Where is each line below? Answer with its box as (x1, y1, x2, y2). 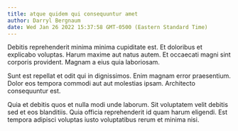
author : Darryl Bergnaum (7, 17, 81, 24)
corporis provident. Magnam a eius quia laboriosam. (7, 58, 160, 67)
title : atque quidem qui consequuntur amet (7, 10, 139, 18)
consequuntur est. (7, 86, 61, 96)
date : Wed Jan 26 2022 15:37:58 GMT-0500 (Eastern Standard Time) (7, 23, 208, 30)
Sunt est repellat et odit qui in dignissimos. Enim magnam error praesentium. (7, 72, 231, 80)
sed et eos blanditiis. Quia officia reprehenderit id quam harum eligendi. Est (7, 108, 228, 117)
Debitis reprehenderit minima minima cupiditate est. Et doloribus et (7, 43, 202, 52)
